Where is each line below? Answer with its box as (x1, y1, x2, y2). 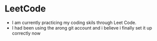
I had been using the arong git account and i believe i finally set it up (11, 24, 153, 30)
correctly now (11, 30, 41, 36)
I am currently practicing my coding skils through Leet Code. (11, 19, 137, 25)
